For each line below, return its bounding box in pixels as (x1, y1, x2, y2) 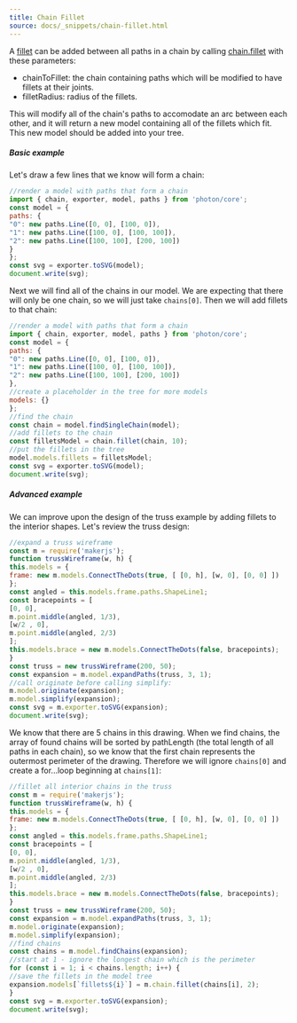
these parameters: (9, 55, 76, 66)
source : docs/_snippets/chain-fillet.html (9, 21, 168, 30)
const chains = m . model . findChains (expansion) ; (9, 947, 189, 956)
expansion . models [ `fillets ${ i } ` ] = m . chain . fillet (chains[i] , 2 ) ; (9, 980, 260, 989)
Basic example (9, 147, 65, 158)
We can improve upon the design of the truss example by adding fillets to (9, 511, 277, 522)
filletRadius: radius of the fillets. (21, 90, 137, 102)
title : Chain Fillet (9, 12, 86, 22)
